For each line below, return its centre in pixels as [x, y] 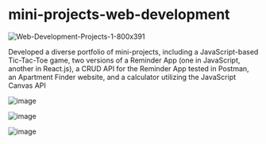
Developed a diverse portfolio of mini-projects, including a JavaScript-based [133, 51]
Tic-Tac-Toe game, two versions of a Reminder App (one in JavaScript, [124, 60]
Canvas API [27, 85]
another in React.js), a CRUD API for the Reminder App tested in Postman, [129, 68]
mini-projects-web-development [119, 15]
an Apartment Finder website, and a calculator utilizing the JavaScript [122, 77]
